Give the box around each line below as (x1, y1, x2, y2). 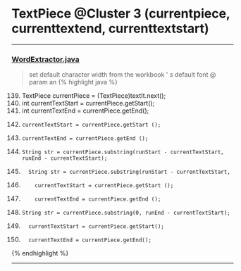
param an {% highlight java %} (28, 78, 118, 87)
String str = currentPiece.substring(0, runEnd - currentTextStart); (21, 210, 231, 217)
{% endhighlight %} (11, 249, 69, 258)
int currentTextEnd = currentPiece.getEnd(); (21, 106, 149, 115)
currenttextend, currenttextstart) (11, 20, 210, 37)
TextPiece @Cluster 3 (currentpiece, (11, 6, 230, 22)
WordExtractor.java (11, 54, 80, 64)
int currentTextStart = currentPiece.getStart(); (21, 99, 155, 108)
